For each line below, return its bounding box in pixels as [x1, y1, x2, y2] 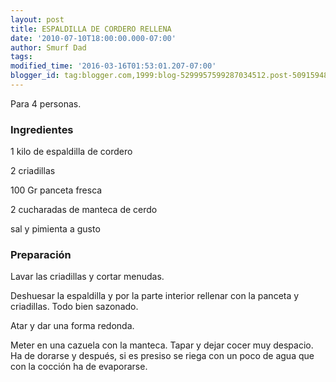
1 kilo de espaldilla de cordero [10, 146, 133, 158]
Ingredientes [10, 122, 74, 136]
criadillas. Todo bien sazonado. [10, 301, 139, 313]
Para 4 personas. [10, 97, 82, 110]
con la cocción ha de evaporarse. [10, 361, 148, 373]
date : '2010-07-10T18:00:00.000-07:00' [10, 33, 177, 43]
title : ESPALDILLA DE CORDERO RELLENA [10, 24, 172, 34]
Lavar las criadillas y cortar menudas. [10, 271, 165, 283]
